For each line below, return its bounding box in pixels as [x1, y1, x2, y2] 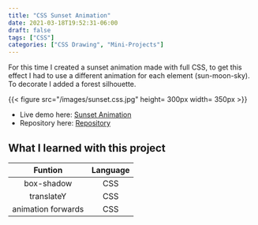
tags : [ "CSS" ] [8, 33, 55, 42]
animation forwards [12, 203, 84, 214]
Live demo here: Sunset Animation [19, 110, 132, 119]
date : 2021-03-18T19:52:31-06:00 [8, 19, 118, 27]
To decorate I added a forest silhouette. [8, 80, 136, 89]
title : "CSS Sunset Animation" [8, 11, 111, 20]
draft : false [8, 26, 51, 34]
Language [92, 164, 130, 175]
